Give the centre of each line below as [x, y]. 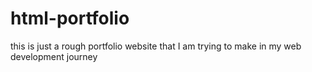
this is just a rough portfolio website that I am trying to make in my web [156, 46]
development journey [54, 56]
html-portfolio [70, 18]
